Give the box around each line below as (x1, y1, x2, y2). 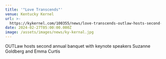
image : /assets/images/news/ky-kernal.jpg (5, 30, 94, 35)
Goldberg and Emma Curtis (5, 48, 60, 54)
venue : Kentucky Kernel (5, 12, 54, 17)
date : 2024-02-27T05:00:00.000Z (5, 25, 72, 30)
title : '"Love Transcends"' (5, 7, 63, 12)
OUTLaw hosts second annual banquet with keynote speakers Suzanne (5, 43, 151, 49)
